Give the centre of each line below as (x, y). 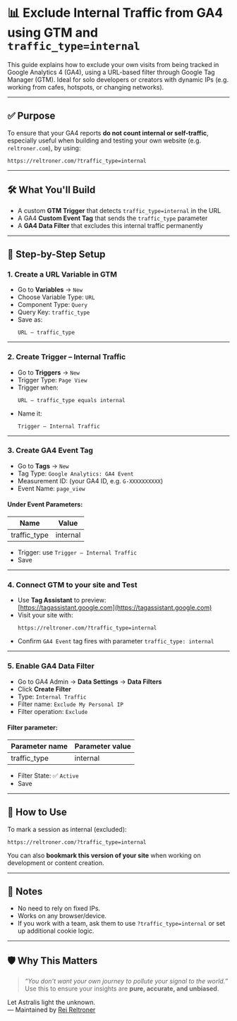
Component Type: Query (53, 305)
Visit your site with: (45, 615)
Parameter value (103, 746)
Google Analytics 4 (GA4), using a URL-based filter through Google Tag (111, 72)
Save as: (30, 320)
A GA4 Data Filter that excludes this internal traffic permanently (110, 225)
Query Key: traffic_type (54, 312)
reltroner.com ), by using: (44, 147)
